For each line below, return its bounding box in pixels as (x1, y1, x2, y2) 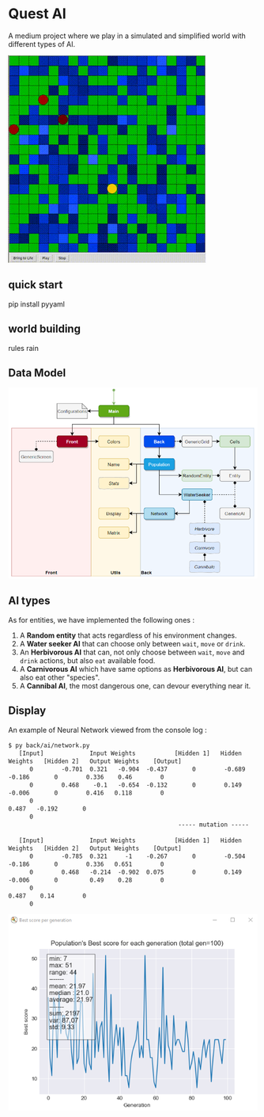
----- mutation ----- (177, 821, 249, 829)
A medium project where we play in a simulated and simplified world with (8, 31, 247, 40)
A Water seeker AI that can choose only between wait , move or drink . (19, 639, 246, 648)
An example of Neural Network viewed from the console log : (8, 725, 207, 734)
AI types (8, 594, 51, 608)
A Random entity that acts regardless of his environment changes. (19, 631, 237, 640)
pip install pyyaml (8, 299, 66, 309)
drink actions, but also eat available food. (19, 655, 156, 665)
